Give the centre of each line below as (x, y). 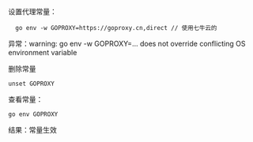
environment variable (43, 52)
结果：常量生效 (32, 130)
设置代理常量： (32, 11)
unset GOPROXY (32, 84)
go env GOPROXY (33, 114)
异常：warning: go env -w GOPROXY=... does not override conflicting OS (127, 43)
